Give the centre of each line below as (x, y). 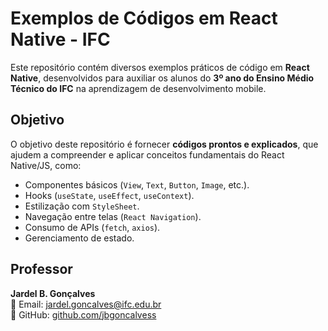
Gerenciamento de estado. (79, 238)
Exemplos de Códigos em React (144, 18)
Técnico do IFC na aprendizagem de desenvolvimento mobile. (138, 88)
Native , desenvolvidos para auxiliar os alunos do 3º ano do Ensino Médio (162, 78)
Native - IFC (60, 39)
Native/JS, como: (46, 165)
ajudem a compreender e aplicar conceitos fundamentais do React (147, 154)
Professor (41, 269)
